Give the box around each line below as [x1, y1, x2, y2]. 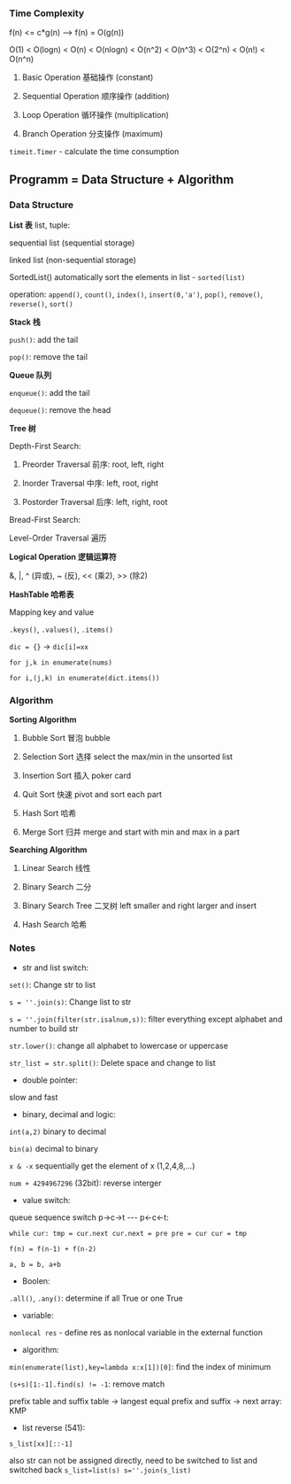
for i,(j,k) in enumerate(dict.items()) [9, 673, 161, 682]
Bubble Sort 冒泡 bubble [21, 733, 111, 743]
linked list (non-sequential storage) [9, 254, 137, 265]
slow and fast [9, 1092, 58, 1102]
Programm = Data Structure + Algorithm [9, 172, 234, 187]
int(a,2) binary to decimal [9, 1126, 107, 1137]
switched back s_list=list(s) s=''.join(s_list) [9, 1465, 192, 1475]
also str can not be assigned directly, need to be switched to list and [9, 1455, 258, 1465]
